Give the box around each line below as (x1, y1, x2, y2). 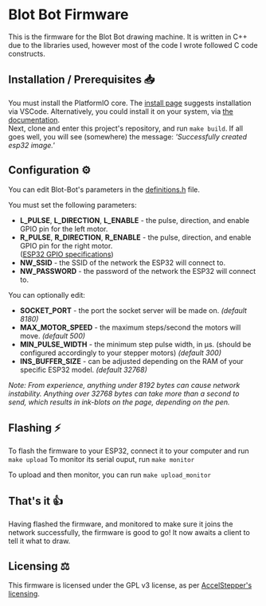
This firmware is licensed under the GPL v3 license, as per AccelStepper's (8, 581, 252, 590)
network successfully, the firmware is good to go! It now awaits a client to (8, 528, 251, 538)
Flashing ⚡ (8, 420, 61, 435)
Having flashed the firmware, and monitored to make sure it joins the (8, 519, 233, 529)
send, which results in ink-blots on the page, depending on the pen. (8, 397, 230, 407)
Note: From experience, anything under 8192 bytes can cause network (8, 380, 241, 389)
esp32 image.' (8, 140, 56, 150)
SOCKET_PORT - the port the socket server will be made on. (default (19, 305, 247, 315)
